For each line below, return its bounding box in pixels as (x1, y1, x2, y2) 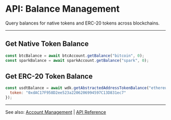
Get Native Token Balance (5, 39, 89, 49)
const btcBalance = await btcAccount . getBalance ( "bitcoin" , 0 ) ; (5, 53, 145, 58)
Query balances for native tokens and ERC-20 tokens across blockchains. (5, 20, 160, 26)
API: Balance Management (5, 3, 120, 15)
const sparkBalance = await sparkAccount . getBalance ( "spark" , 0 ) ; (5, 58, 149, 63)
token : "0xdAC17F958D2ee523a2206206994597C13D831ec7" (10, 90, 126, 95)
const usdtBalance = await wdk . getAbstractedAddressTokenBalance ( (5, 85, 149, 91)
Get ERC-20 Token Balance (5, 72, 93, 81)
